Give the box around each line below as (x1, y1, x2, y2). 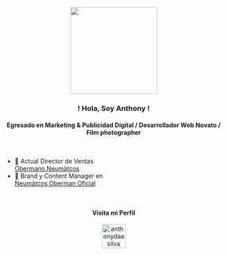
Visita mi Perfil (91, 208, 136, 217)
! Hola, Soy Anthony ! (77, 104, 150, 113)
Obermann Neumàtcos (14, 165, 80, 173)
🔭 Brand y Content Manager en (14, 172, 103, 180)
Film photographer (86, 128, 141, 136)
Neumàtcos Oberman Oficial (14, 179, 96, 188)
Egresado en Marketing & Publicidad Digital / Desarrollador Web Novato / (6, 121, 221, 129)
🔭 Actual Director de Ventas (14, 157, 94, 165)
